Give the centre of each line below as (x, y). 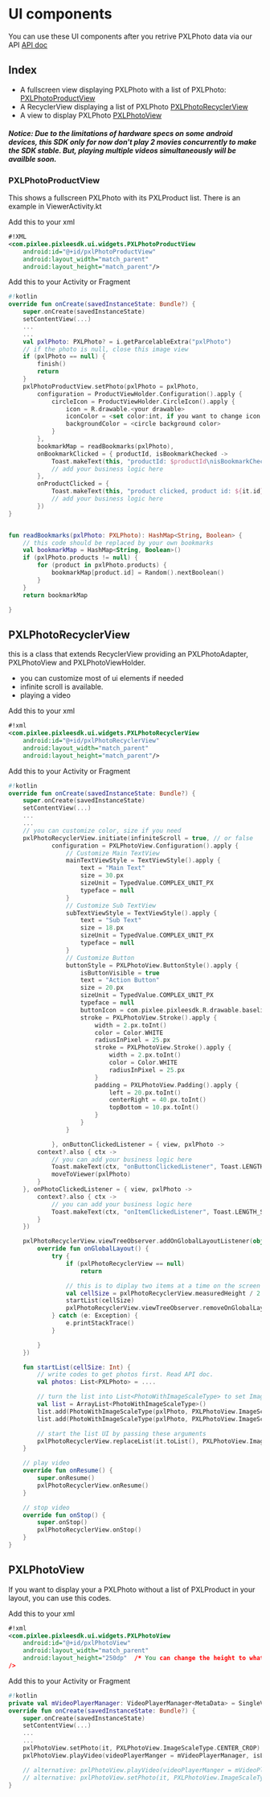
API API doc (28, 44)
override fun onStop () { (64, 1515)
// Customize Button (100, 958)
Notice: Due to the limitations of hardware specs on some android (121, 134)
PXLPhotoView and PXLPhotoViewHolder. (77, 663)
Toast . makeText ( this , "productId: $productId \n (133, 461)
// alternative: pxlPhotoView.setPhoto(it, (97, 1778)
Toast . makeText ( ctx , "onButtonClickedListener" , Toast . (147, 1167)
